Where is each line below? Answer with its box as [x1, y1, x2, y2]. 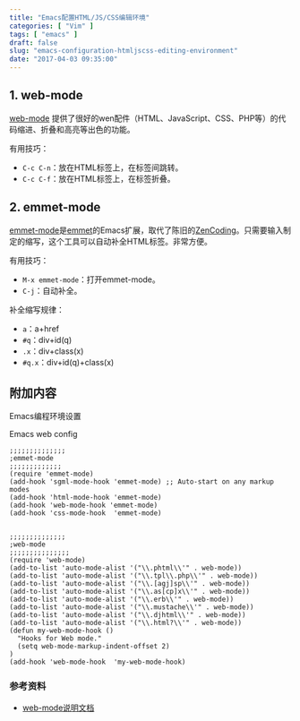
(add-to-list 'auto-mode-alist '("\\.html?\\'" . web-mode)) [9, 619, 243, 628]
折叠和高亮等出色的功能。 [39, 124, 135, 134]
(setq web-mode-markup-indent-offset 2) [17, 642, 170, 651]
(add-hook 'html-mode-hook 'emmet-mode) [9, 494, 163, 502]
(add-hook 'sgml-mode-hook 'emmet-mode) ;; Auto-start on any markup [9, 477, 275, 486]
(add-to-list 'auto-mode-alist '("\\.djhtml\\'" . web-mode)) [9, 611, 246, 620]
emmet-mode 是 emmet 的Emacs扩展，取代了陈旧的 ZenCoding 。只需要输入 [9, 225, 284, 236]
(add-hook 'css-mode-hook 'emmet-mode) [9, 509, 163, 518]
